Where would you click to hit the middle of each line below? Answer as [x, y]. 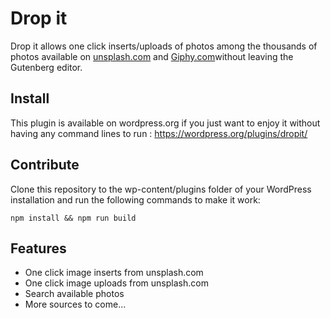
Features [38, 248]
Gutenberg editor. [46, 67]
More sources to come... [75, 304]
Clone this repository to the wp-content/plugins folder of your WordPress [161, 189]
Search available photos [74, 294]
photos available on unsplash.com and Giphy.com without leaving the [152, 56]
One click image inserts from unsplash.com [114, 273]
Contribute [45, 165]
